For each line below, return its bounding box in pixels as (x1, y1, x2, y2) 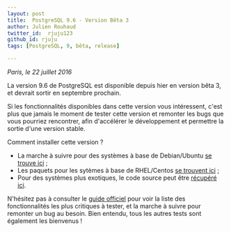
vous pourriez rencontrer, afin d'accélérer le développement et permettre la (7, 117, 224, 125)
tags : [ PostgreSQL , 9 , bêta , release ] (7, 42, 120, 49)
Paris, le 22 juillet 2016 (7, 68, 72, 76)
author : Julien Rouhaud (7, 23, 77, 30)
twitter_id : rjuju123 (7, 29, 73, 37)
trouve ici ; (17, 159, 48, 167)
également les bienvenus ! (7, 217, 83, 225)
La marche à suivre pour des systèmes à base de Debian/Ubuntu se (17, 151, 212, 160)
